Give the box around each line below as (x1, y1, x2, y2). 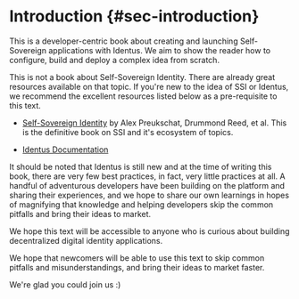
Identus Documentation (21, 144, 109, 155)
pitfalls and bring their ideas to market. (9, 208, 152, 219)
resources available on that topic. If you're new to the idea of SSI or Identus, (9, 81, 289, 92)
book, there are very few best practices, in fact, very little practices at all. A (9, 171, 286, 182)
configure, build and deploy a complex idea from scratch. (9, 54, 220, 65)
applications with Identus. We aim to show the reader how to (48, 44, 270, 55)
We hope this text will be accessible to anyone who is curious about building (9, 225, 290, 237)
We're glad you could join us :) (9, 279, 121, 290)
